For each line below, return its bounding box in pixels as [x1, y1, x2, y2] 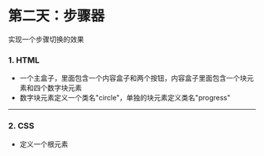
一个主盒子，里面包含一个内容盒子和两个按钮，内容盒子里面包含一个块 [19, 74, 247, 83]
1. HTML [8, 54, 40, 65]
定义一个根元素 [19, 139, 68, 149]
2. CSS [8, 121, 35, 132]
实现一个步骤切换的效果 [8, 34, 84, 44]
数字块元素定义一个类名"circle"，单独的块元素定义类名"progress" [19, 93, 231, 103]
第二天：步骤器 [8, 7, 105, 25]
